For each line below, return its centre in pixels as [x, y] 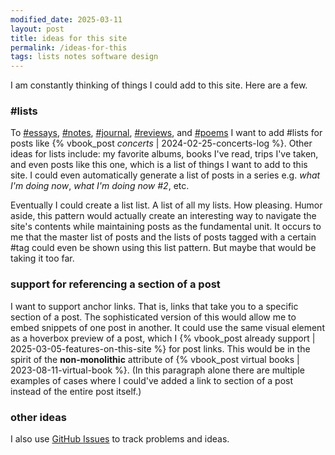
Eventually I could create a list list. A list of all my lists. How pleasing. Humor [166, 205]
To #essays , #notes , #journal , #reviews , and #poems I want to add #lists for [166, 133]
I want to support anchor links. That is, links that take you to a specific [154, 306]
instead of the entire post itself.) [76, 391]
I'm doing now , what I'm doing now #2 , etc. [100, 186]
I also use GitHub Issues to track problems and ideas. [120, 439]
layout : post [37, 29]
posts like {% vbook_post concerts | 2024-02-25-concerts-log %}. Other [161, 143]
